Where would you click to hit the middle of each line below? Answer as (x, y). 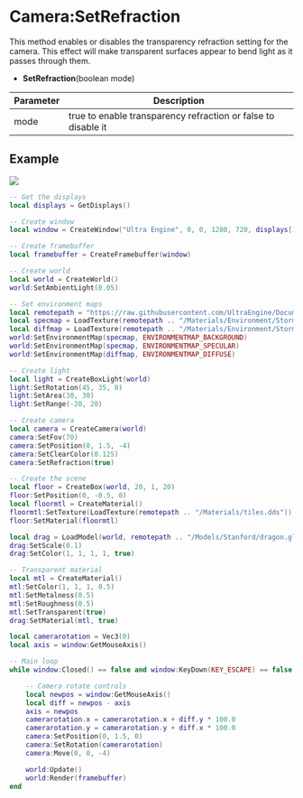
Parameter (37, 100)
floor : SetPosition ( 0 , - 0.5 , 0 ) (68, 496)
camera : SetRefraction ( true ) (62, 462)
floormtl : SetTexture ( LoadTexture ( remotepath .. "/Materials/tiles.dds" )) (151, 512)
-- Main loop (34, 662)
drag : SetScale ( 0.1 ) (46, 545)
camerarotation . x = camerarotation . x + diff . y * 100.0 (131, 719)
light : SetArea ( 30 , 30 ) (52, 396)
